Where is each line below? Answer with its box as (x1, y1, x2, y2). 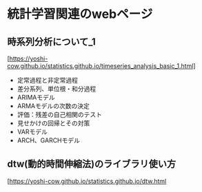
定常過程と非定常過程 (17, 76, 78, 84)
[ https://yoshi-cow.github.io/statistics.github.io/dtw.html (7, 177, 167, 185)
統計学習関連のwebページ (7, 6, 153, 22)
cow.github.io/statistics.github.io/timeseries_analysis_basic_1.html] (7, 62, 196, 70)
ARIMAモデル (17, 94, 55, 101)
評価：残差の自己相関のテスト (17, 111, 102, 118)
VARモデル (17, 128, 48, 136)
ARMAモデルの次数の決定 (17, 102, 90, 110)
